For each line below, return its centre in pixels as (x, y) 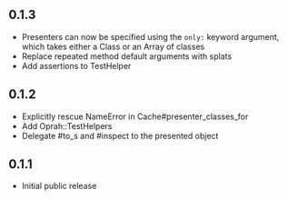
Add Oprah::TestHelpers (67, 125)
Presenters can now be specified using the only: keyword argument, (150, 36)
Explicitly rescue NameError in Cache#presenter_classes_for (135, 116)
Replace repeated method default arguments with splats (127, 56)
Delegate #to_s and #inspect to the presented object (120, 135)
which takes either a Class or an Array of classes (113, 46)
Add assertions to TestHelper (76, 65)
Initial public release (59, 186)
